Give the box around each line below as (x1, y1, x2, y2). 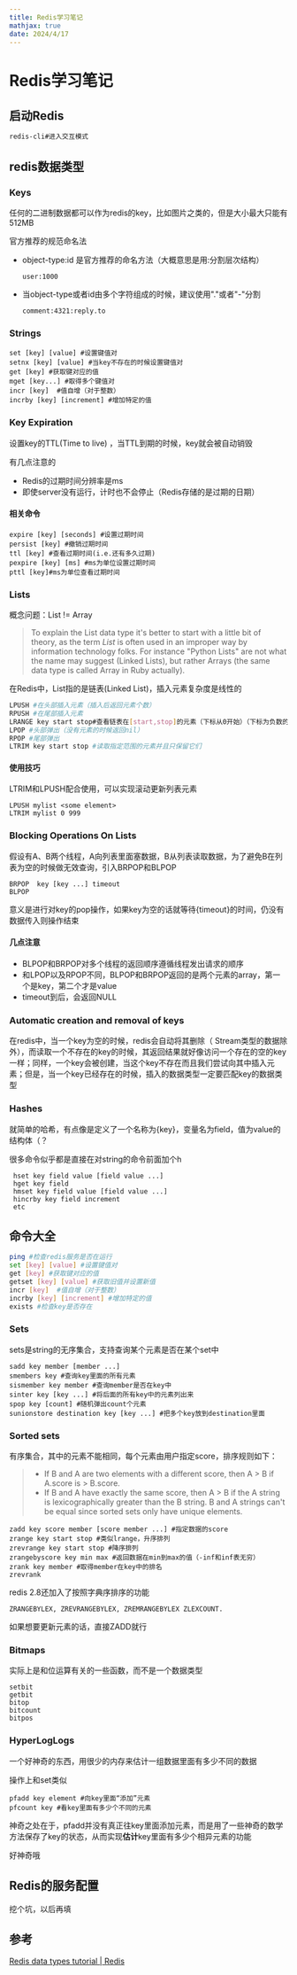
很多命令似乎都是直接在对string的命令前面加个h (9, 1154, 182, 1164)
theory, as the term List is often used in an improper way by (30, 637, 247, 648)
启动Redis (9, 108, 65, 123)
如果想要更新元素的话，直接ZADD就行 (9, 1621, 148, 1632)
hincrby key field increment (12, 1194, 121, 1203)
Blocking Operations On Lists (9, 829, 137, 842)
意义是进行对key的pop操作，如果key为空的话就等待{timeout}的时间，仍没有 (9, 904, 285, 914)
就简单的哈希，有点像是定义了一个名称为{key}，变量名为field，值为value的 (9, 1124, 281, 1134)
